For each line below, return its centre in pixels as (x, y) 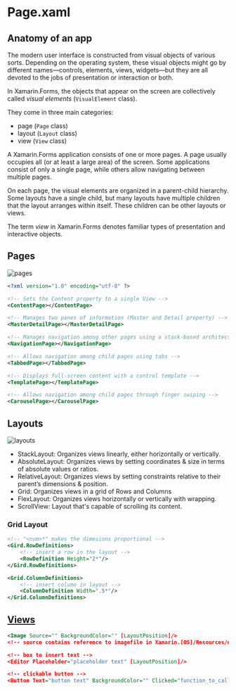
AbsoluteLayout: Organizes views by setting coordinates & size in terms (121, 461)
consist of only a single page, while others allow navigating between (106, 169)
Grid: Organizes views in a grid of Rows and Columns (94, 491)
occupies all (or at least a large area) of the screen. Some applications (109, 162)
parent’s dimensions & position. (63, 484)
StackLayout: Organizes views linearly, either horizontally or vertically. (119, 454)
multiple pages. (29, 177)
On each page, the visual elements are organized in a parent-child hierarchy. (118, 190)
